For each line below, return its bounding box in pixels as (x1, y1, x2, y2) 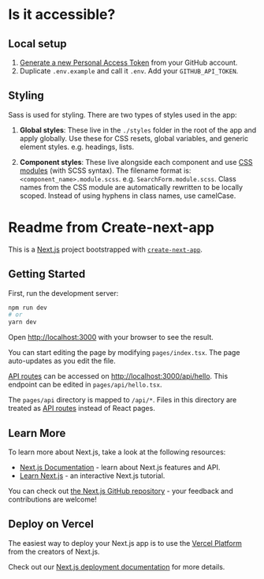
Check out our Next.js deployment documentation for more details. (8, 562, 225, 571)
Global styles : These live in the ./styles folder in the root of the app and (19, 125, 257, 135)
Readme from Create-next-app (8, 219, 215, 236)
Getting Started (8, 267, 86, 281)
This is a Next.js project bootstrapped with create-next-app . (8, 245, 203, 254)
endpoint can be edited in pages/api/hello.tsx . (8, 380, 162, 390)
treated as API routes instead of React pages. (8, 404, 155, 413)
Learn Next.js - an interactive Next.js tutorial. (19, 471, 165, 480)
